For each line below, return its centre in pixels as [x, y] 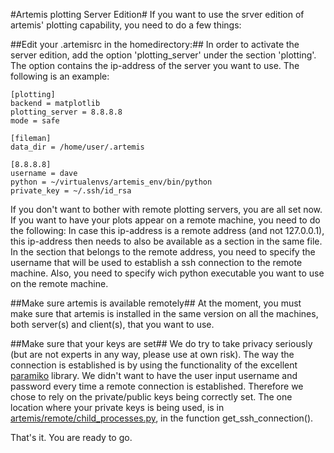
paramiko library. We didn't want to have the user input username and [154, 375]
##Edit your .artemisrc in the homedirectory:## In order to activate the [155, 44]
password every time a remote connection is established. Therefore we [157, 386]
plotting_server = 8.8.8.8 [66, 112]
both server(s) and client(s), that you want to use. [112, 324]
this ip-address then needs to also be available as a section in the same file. [166, 241]
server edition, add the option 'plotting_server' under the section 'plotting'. [163, 55]
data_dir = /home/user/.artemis [77, 147]
